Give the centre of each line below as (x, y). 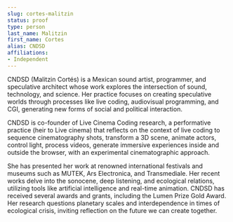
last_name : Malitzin (38, 33)
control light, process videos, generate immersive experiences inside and (113, 145)
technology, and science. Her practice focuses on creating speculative (109, 94)
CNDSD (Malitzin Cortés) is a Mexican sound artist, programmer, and (107, 79)
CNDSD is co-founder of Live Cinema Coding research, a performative (109, 123)
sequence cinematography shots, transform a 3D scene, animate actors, (112, 137)
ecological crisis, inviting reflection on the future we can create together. (112, 210)
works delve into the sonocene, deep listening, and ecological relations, (111, 181)
